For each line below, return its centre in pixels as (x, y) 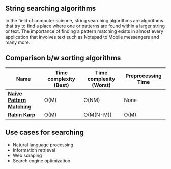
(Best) (61, 85)
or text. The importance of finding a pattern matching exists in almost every (84, 31)
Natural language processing (43, 145)
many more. (18, 42)
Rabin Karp (22, 115)
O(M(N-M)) (98, 115)
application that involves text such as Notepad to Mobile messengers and (82, 37)
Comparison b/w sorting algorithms (63, 58)
